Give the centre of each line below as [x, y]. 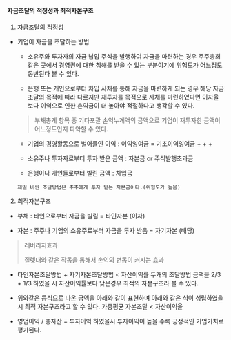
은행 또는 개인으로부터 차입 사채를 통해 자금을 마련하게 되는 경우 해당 [119, 88]
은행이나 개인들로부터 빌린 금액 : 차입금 [80, 173]
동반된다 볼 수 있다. [53, 74]
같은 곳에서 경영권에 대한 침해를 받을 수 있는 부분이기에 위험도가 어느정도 [125, 65]
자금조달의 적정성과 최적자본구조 [50, 10]
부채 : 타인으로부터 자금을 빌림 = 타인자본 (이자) [81, 216]
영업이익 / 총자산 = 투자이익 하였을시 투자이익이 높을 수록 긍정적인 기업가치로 [120, 321]
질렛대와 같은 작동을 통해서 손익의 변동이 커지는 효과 [94, 260]
